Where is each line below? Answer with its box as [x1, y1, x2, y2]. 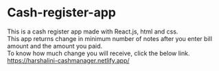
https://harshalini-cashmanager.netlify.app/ [7, 56, 130, 64]
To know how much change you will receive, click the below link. [7, 49, 190, 57]
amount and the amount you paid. [7, 42, 103, 50]
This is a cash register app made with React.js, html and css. [7, 27, 178, 35]
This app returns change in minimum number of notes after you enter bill [7, 34, 213, 42]
